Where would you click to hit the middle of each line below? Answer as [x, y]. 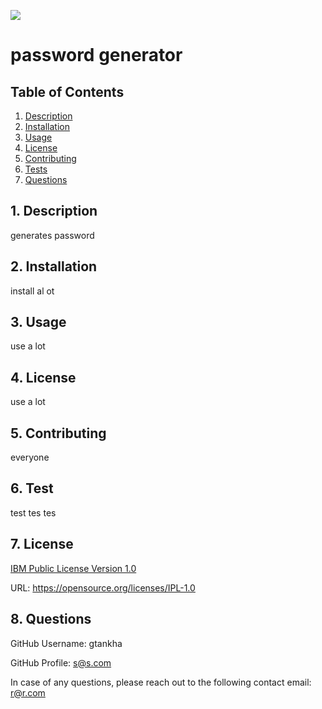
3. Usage [38, 322]
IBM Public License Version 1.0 [73, 568]
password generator [96, 55]
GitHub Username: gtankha [66, 643]
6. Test [32, 488]
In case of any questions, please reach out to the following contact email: [161, 682]
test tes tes [33, 512]
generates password [52, 235]
